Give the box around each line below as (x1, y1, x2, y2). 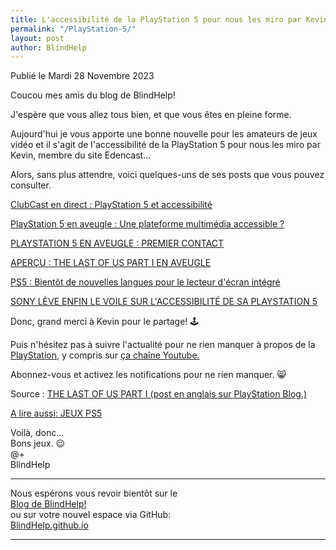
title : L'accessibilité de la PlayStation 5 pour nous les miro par (10, 14, 302, 25)
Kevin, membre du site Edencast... (10, 149, 152, 161)
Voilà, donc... (10, 427, 65, 439)
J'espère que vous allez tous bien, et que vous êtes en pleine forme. (10, 109, 292, 121)
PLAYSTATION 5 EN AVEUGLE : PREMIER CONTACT (10, 237, 225, 250)
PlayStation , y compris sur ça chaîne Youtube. (10, 349, 200, 361)
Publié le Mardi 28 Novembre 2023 (10, 70, 155, 82)
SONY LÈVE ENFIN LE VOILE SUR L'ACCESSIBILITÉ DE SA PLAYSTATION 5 (10, 296, 318, 308)
